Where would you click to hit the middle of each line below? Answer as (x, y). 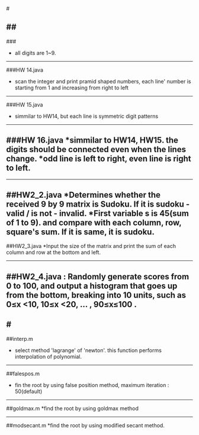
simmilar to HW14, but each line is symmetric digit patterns (86, 116)
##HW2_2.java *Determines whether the (84, 195)
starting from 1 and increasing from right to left (72, 88)
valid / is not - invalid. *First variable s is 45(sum (98, 213)
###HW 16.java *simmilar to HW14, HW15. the (92, 141)
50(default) (28, 391)
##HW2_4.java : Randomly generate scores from (98, 277)
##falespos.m (23, 373)
